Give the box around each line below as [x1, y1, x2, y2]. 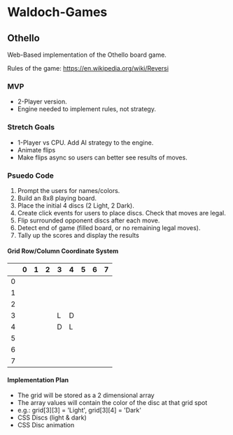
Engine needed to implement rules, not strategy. [17, 105, 156, 113]
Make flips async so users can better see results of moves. [17, 153, 188, 162]
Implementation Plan [7, 376, 69, 384]
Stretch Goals [7, 122, 55, 132]
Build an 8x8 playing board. [17, 194, 97, 202]
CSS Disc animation [17, 421, 75, 429]
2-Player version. [17, 97, 68, 106]
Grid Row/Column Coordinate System [7, 247, 119, 255]
